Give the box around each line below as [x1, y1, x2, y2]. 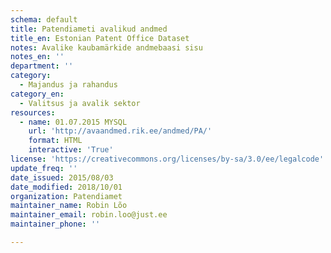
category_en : [10, 89, 65, 99]
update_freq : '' [10, 163, 78, 173]
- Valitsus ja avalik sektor [19, 98, 141, 108]
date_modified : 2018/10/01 [10, 182, 123, 192]
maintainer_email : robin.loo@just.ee [10, 210, 168, 220]
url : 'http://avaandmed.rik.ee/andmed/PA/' [28, 126, 213, 136]
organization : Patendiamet [10, 191, 123, 201]
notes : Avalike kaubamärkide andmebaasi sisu [10, 42, 203, 53]
